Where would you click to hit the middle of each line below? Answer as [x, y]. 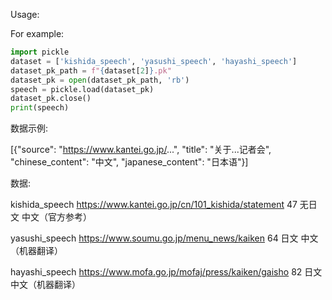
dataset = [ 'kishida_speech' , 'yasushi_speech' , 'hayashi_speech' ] [154, 61]
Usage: [25, 14]
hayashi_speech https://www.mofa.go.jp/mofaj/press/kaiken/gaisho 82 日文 [166, 272]
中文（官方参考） [56, 217]
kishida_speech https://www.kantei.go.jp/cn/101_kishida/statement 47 [154, 205]
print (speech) [40, 108]
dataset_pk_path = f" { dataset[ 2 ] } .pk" [91, 70]
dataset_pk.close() [51, 99]
